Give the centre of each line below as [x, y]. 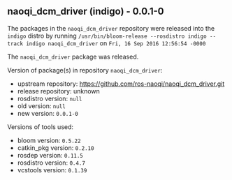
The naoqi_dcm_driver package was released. [73, 57]
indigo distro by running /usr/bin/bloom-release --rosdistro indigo [107, 36]
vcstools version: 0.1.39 [52, 170]
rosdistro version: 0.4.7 [51, 163]
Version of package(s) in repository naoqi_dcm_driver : [85, 70]
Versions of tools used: [41, 127]
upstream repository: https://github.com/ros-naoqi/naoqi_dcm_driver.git [121, 84]
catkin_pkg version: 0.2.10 [56, 148]
